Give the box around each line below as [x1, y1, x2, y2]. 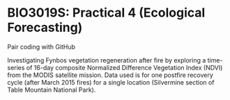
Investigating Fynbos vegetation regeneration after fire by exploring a [7, 56, 206, 64]
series [7, 63, 25, 72]
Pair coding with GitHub [7, 42, 75, 51]
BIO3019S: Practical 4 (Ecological [7, 5, 206, 21]
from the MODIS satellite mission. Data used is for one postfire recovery [7, 71, 214, 79]
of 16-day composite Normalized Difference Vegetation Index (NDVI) [26, 63, 223, 72]
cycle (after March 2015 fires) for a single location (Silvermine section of [7, 78, 215, 86]
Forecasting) [7, 19, 83, 35]
